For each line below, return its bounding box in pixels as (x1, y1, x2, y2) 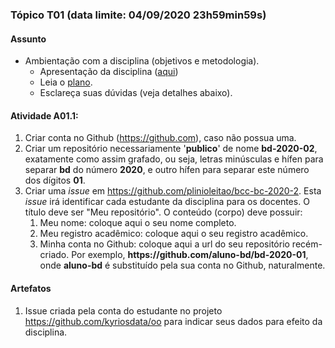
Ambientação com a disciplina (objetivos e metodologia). (24, 55, 260, 67)
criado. (39, 249, 70, 261)
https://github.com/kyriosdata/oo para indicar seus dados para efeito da (24, 315, 323, 327)
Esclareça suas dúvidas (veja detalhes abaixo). (39, 87, 233, 99)
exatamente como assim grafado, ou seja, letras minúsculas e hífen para (24, 153, 324, 165)
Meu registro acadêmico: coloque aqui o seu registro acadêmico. (39, 228, 309, 240)
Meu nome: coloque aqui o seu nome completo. (39, 217, 237, 229)
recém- (291, 238, 323, 250)
